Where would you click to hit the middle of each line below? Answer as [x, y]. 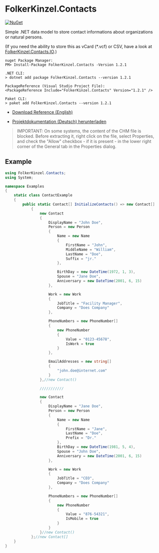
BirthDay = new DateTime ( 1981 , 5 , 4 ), [96, 447]
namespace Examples [25, 186]
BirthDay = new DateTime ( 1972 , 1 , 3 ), [96, 272]
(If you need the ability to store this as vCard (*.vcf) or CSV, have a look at [79, 46]
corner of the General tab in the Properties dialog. [67, 146]
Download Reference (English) [42, 112]
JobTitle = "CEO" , [76, 478]
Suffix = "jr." [81, 259]
